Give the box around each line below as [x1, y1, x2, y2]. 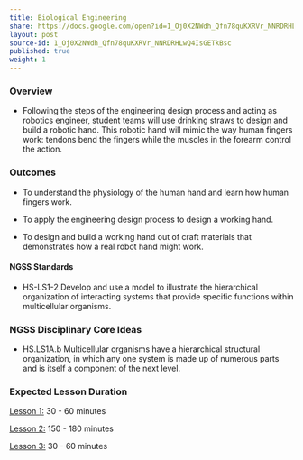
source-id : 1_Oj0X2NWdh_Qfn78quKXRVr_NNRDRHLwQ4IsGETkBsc [9, 38, 232, 48]
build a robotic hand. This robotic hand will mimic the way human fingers [22, 124, 293, 135]
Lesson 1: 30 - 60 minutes [9, 406, 106, 417]
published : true [9, 47, 70, 56]
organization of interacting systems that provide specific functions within [22, 290, 295, 302]
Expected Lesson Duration [9, 385, 128, 398]
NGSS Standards [9, 262, 74, 272]
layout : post [9, 30, 59, 39]
